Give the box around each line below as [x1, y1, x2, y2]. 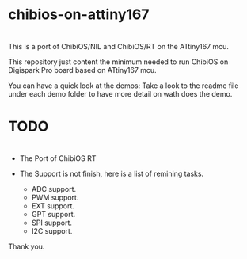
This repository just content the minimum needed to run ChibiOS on [8, 57, 229, 67]
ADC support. [31, 184, 77, 193]
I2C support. [31, 226, 73, 235]
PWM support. [31, 192, 79, 202]
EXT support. [31, 200, 75, 211]
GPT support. [31, 209, 76, 219]
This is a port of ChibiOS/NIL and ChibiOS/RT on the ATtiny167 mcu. [8, 42, 230, 51]
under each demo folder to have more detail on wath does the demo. [8, 90, 233, 99]
